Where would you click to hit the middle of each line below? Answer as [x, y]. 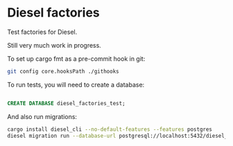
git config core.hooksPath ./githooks [63, 71]
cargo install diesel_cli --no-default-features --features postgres [110, 129]
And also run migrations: [42, 116]
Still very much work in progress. [54, 45]
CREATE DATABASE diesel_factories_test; [67, 103]
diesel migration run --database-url [62, 136]
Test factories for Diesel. [42, 32]
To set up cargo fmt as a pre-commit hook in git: [76, 58]
